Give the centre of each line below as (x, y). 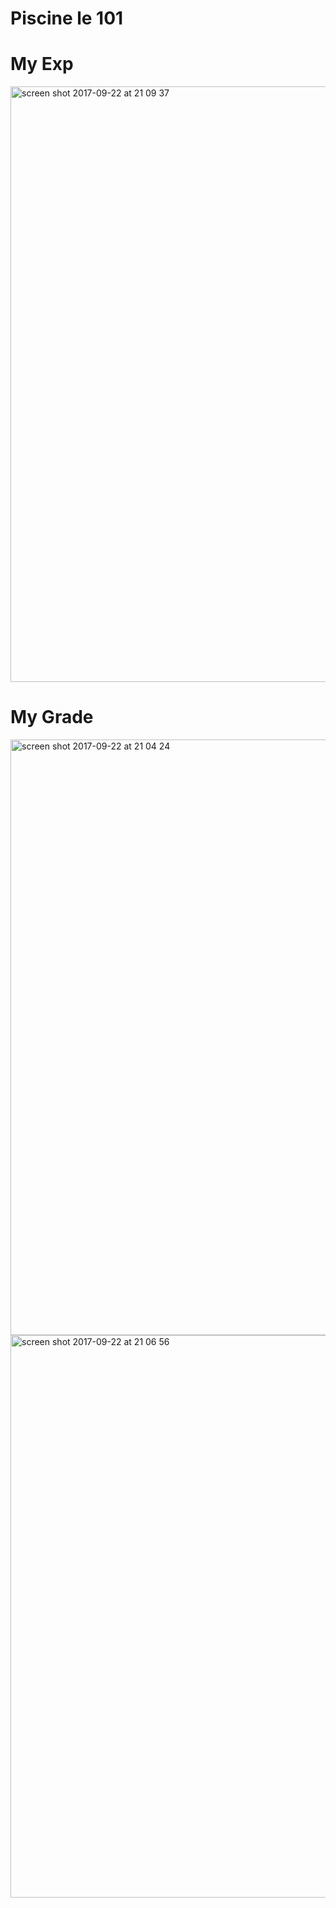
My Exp (42, 64)
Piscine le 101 (67, 18)
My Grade (52, 717)
